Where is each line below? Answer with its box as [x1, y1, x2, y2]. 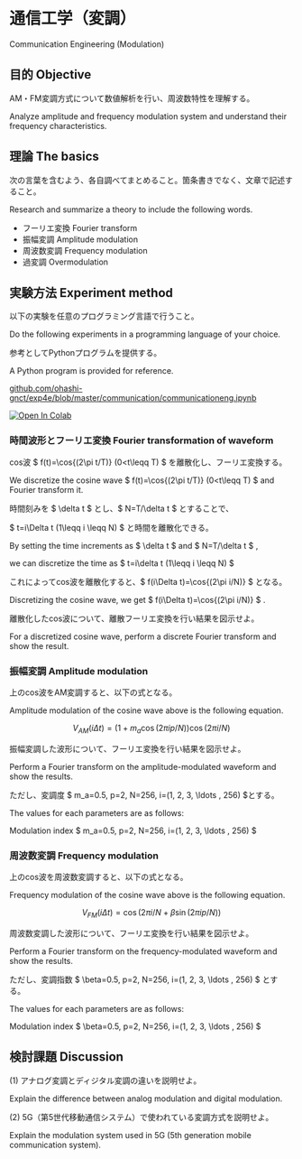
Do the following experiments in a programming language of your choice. [9, 329, 281, 339]
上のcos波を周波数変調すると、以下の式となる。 [9, 872, 188, 883]
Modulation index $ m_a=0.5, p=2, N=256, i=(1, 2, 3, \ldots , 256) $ [9, 825, 257, 836]
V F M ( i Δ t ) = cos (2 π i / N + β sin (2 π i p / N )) [81, 907, 222, 920]
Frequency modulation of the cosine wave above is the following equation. [9, 890, 286, 901]
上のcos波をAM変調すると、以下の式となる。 [9, 687, 178, 698]
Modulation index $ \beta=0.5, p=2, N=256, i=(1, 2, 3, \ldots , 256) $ [9, 1021, 261, 1032]
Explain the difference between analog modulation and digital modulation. [9, 1093, 283, 1104]
